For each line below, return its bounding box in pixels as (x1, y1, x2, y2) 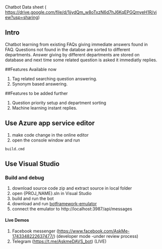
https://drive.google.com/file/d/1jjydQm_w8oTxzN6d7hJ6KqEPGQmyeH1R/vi (5, 9, 157, 15)
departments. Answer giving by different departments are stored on (5, 52, 140, 57)
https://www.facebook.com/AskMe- (58, 228, 130, 234)
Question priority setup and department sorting (12, 100, 106, 106)
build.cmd (5, 146, 25, 151)
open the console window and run (12, 137, 80, 143)
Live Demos (5, 217, 29, 223)
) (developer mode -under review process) (53, 233, 139, 239)
